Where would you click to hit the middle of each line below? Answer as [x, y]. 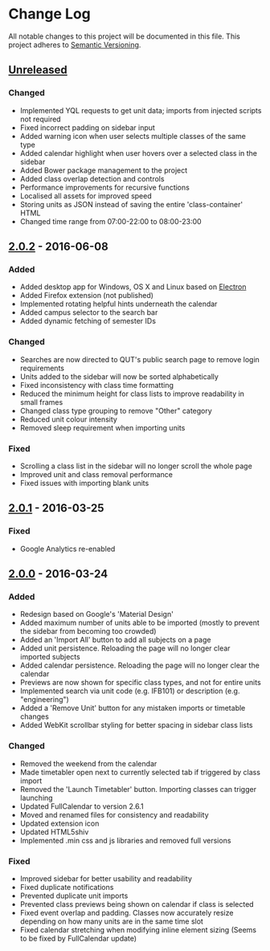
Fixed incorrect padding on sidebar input [87, 127]
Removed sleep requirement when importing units [102, 427]
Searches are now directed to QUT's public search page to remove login [139, 359]
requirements [42, 368]
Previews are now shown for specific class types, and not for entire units [140, 683]
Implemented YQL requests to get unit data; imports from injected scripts [141, 110]
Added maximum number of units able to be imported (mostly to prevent [139, 622]
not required [41, 119]
